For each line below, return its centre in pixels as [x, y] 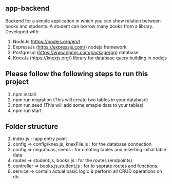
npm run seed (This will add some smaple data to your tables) [78, 105]
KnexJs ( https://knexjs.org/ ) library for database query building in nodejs [90, 58]
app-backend [27, 8]
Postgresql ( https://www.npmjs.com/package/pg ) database [75, 52]
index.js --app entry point [40, 139]
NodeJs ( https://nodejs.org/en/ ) [46, 41]
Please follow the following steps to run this [77, 74]
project [17, 82]
